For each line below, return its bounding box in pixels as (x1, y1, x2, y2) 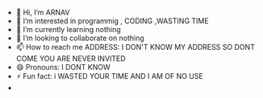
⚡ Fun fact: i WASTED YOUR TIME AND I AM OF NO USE (15, 71, 203, 80)
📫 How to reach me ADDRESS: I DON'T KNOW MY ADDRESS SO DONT (15, 43, 256, 51)
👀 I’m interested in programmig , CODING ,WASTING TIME (15, 16, 209, 26)
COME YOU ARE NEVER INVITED (15, 54, 127, 63)
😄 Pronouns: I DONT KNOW (15, 63, 111, 71)
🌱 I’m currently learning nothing (15, 25, 121, 34)
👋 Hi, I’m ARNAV (15, 8, 70, 17)
